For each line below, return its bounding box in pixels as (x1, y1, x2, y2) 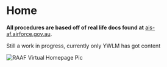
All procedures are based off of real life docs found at (6, 24, 144, 31)
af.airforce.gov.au (6, 30, 51, 37)
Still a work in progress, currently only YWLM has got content (6, 42, 161, 49)
